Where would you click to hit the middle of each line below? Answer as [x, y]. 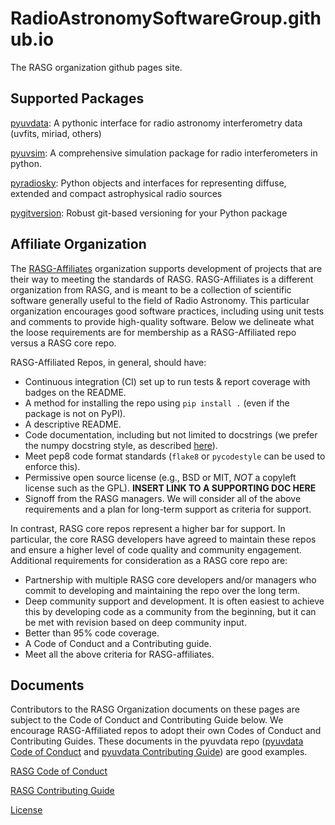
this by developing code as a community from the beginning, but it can [170, 611]
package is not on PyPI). [75, 413]
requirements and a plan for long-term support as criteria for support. [168, 509]
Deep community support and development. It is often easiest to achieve [174, 601]
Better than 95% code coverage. [92, 633]
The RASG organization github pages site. [96, 67]
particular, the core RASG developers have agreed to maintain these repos [163, 539]
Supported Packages [77, 98]
